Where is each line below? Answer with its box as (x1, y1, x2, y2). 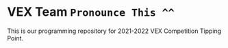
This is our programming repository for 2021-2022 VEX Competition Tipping (7, 27, 222, 35)
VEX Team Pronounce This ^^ (7, 4, 175, 20)
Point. (7, 34, 24, 42)
